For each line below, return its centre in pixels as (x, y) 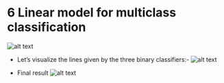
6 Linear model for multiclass (92, 13)
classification (47, 27)
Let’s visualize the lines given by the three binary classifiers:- (103, 59)
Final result (33, 73)
